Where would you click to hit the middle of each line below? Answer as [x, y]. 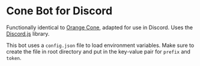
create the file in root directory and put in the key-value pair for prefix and [98, 51]
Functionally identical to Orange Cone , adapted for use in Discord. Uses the [100, 27]
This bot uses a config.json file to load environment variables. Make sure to [100, 45]
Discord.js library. [28, 33]
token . [14, 58]
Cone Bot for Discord [59, 11]
